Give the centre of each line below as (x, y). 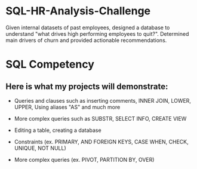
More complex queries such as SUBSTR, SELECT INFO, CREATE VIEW (100, 118)
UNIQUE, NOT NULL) (40, 148)
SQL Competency (50, 64)
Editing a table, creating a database (58, 130)
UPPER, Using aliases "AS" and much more (67, 107)
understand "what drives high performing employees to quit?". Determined (97, 33)
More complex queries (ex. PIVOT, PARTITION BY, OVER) (84, 159)
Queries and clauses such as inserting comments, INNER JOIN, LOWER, (103, 100)
